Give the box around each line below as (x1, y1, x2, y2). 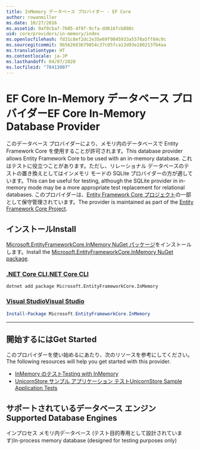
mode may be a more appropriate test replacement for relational (27, 184, 185, 191)
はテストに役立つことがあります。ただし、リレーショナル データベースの (6, 162, 185, 170)
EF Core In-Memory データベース (6, 92, 170, 105)
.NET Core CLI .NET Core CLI (6, 270, 89, 278)
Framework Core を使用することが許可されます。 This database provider (6, 147, 183, 155)
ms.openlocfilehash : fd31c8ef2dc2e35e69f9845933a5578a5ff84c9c (6, 36, 167, 42)
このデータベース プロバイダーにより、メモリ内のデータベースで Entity (6, 140, 179, 147)
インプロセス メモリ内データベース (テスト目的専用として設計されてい (6, 430, 177, 437)
